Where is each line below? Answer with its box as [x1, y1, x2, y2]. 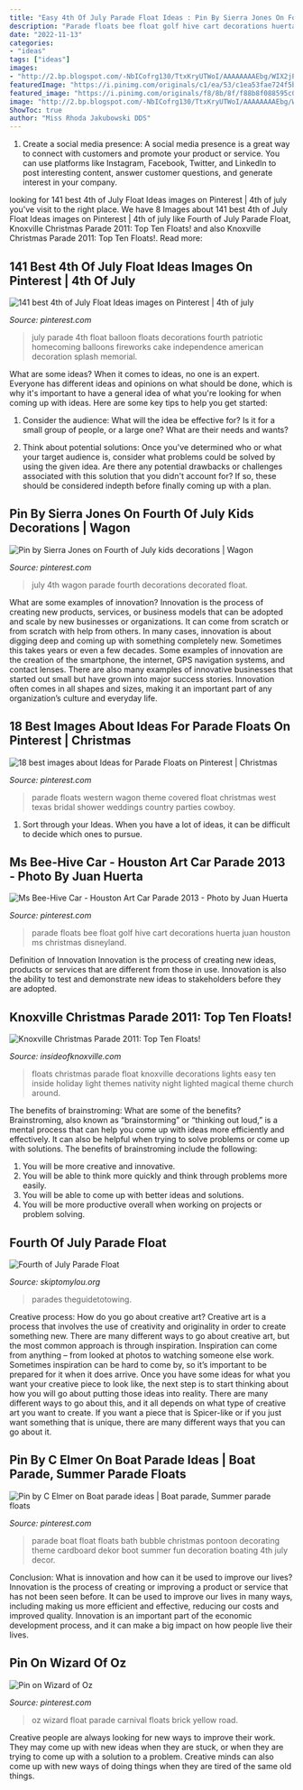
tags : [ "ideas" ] [9, 55, 70, 64]
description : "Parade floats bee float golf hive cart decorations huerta [9, 22, 297, 31]
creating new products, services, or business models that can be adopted [9, 606, 284, 617]
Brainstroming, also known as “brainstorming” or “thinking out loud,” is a [9, 1115, 278, 1126]
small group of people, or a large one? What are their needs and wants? [22, 424, 289, 435]
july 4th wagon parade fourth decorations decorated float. [31, 579, 248, 590]
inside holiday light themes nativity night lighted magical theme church [31, 1078, 294, 1089]
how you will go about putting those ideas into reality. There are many [9, 1389, 269, 1398]
